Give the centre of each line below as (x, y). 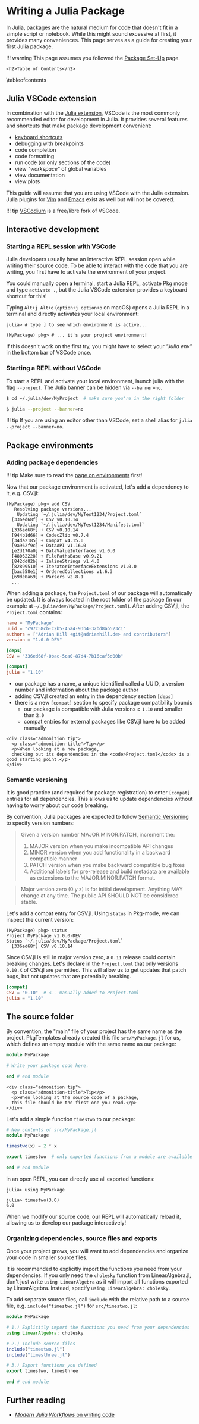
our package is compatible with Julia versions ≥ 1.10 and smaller (103, 709)
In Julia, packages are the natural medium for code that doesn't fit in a (92, 27)
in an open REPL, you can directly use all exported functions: (80, 1179)
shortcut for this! (26, 296)
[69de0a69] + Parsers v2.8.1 (48, 577)
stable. (29, 902)
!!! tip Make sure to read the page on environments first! (74, 475)
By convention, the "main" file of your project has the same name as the (94, 1031)
